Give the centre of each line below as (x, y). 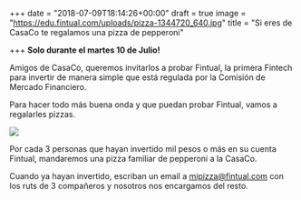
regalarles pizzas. (42, 114)
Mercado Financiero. (48, 87)
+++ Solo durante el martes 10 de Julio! (85, 50)
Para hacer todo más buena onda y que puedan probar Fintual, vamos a (144, 105)
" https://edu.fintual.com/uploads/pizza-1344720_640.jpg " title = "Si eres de (151, 23)
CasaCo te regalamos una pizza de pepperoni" (97, 32)
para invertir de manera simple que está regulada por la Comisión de (137, 77)
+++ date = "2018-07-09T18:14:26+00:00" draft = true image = (128, 13)
